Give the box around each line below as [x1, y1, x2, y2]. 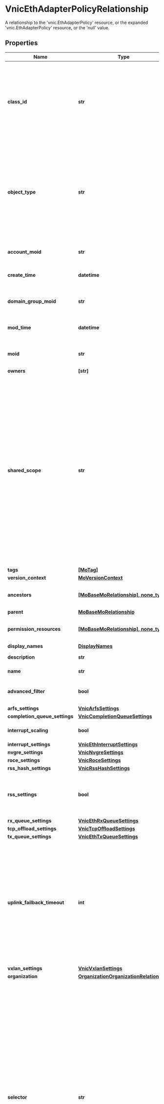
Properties [5, 39, 38, 47]
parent [7, 608, 23, 615]
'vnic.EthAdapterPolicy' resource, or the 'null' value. [5, 24, 110, 30]
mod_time [7, 324, 31, 331]
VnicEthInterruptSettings [78, 741, 138, 748]
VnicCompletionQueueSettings [78, 713, 152, 720]
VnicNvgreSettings [78, 749, 123, 755]
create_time [7, 271, 36, 278]
